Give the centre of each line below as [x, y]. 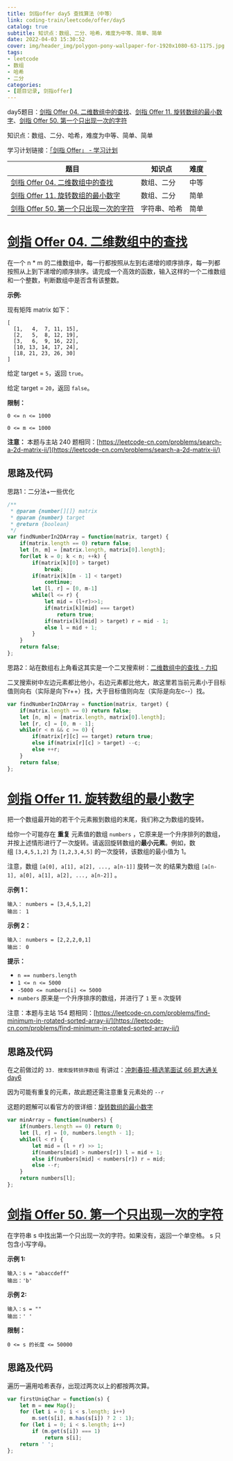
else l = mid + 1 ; [71, 628]
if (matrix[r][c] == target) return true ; [93, 737]
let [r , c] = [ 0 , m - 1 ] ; [57, 724]
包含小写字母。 [28, 1244]
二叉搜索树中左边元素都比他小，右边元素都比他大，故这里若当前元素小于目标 [116, 682]
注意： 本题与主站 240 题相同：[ [53, 442]
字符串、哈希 [162, 209]
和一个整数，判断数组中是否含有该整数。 [65, 280]
